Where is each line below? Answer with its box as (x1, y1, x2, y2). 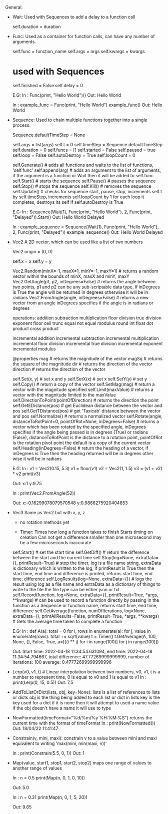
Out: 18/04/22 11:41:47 (12, 725, 58, 731)
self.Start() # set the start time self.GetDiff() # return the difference (12, 549, 150, 555)
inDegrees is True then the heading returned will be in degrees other (12, 450, 154, 456)
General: (5, 5, 23, 10)
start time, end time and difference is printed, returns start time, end (12, 570, 153, 576)
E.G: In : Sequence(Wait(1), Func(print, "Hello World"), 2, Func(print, (12, 209, 152, 215)
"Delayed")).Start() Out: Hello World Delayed (12, 214, 104, 220)
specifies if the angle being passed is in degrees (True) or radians (12, 429, 148, 435)
